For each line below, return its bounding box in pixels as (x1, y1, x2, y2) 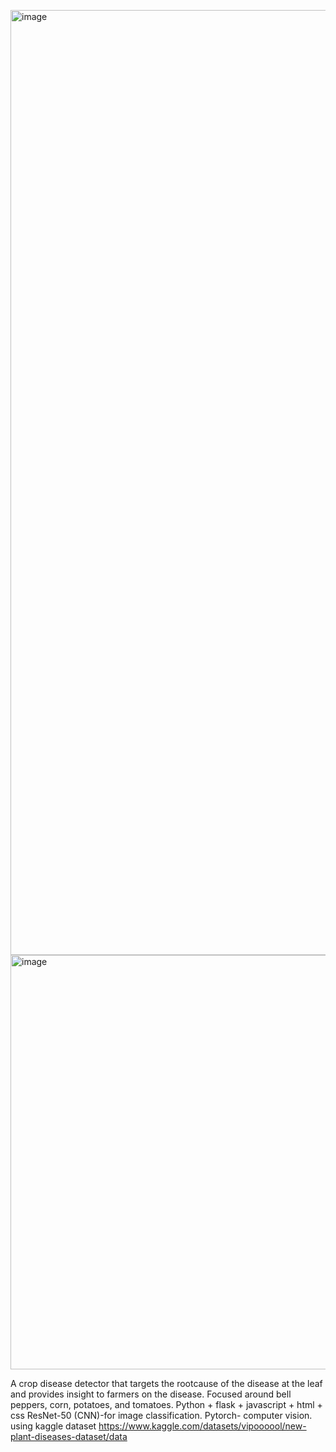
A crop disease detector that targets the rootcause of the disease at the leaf (10, 1378, 323, 1389)
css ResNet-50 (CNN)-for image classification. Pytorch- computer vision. (10, 1410, 313, 1421)
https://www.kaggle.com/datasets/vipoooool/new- (98, 1420, 307, 1432)
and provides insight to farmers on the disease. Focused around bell (10, 1388, 292, 1400)
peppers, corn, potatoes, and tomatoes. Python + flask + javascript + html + (10, 1399, 323, 1410)
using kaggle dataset (10, 1420, 97, 1432)
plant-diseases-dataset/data (10, 1431, 128, 1442)
